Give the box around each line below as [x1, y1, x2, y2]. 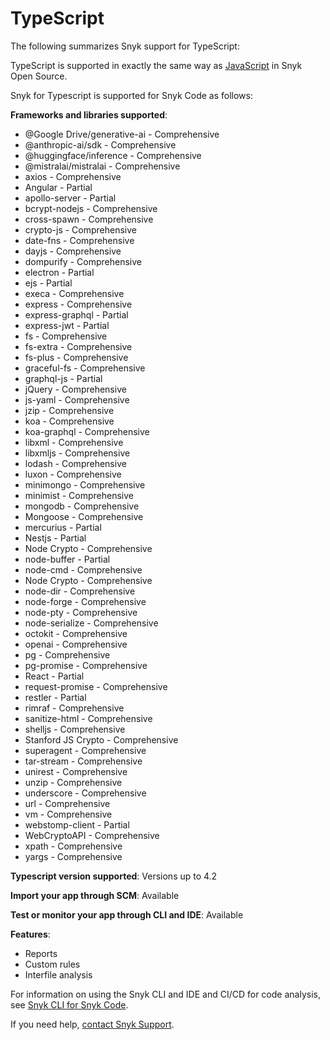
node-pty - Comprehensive [24, 606, 138, 618]
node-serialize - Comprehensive [24, 617, 159, 629]
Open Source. [10, 70, 68, 82]
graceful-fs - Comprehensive [24, 362, 146, 374]
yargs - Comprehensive [24, 850, 123, 862]
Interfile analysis [24, 968, 93, 981]
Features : [10, 928, 51, 940]
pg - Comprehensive [24, 648, 111, 661]
